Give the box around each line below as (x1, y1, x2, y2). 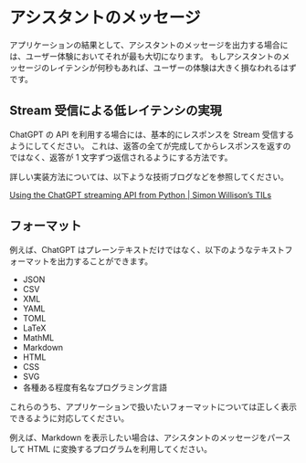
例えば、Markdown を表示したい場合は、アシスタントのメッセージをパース (9, 432, 291, 443)
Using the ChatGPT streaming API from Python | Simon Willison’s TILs (9, 189, 272, 200)
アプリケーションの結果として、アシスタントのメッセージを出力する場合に (9, 39, 289, 50)
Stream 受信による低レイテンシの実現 (9, 103, 222, 119)
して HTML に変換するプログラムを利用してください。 (9, 443, 213, 454)
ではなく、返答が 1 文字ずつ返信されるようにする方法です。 (9, 152, 233, 163)
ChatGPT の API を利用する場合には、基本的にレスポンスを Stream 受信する (9, 129, 295, 140)
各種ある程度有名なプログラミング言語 (22, 382, 167, 393)
